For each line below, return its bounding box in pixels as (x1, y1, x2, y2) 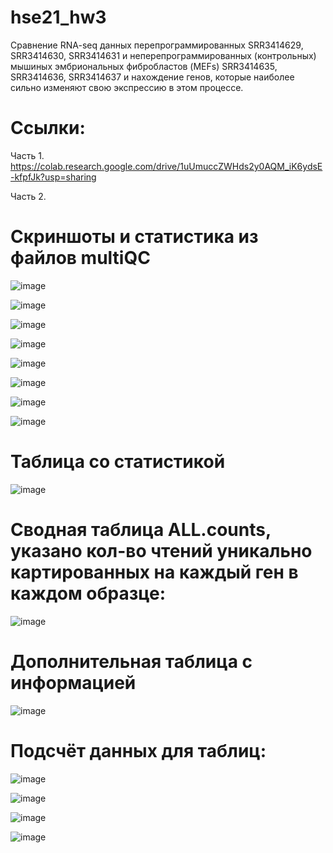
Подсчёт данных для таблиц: (10, 739, 267, 762)
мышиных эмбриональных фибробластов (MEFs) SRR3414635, (10, 60, 278, 72)
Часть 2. (10, 190, 47, 202)
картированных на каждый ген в (10, 561, 299, 583)
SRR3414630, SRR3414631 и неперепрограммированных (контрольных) (10, 49, 317, 61)
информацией (10, 671, 137, 694)
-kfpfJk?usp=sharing (10, 171, 97, 183)
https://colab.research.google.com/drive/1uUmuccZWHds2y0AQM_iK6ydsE (10, 160, 323, 172)
